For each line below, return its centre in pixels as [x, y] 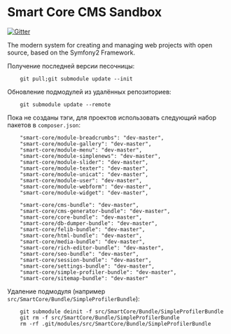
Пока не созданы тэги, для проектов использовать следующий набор [112, 117]
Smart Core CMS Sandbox [85, 12]
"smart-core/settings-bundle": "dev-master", [87, 266]
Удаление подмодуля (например [56, 291]
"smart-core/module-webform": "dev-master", [86, 187]
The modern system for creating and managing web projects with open [110, 45]
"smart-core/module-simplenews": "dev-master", [90, 156]
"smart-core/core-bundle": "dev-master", [81, 217]
